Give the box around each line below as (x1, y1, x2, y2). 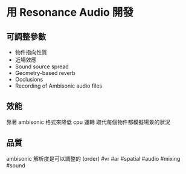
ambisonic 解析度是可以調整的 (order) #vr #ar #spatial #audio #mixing (6, 155, 181, 162)
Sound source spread (14, 63, 69, 70)
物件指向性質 (14, 49, 47, 56)
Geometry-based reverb (14, 69, 75, 76)
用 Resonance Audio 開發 (6, 5, 134, 19)
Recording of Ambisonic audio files (14, 82, 103, 89)
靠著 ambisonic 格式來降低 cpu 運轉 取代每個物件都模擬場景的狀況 (6, 118, 171, 126)
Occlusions (14, 76, 43, 83)
